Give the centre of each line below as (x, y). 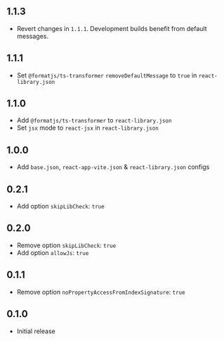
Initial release (36, 331)
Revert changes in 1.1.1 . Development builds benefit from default (112, 28)
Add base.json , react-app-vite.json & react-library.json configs (113, 167)
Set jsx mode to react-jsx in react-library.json (87, 128)
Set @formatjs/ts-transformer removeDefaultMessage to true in (107, 75)
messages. (33, 36)
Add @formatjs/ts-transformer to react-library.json (94, 120)
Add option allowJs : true (53, 252)
